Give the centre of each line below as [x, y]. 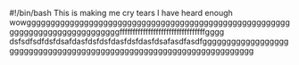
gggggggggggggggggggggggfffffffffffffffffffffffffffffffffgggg [117, 32]
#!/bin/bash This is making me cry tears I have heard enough [121, 13]
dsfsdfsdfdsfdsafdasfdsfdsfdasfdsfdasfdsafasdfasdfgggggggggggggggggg [149, 41]
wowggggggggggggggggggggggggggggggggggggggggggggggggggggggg [149, 22]
